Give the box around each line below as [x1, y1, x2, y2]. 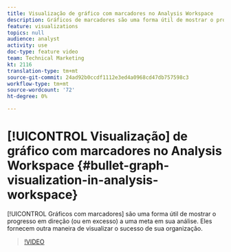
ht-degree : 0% [7, 93, 48, 100]
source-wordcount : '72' [7, 87, 76, 93]
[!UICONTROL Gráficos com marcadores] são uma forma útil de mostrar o [7, 209, 217, 218]
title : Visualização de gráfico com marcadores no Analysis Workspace [7, 10, 214, 17]
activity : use [7, 42, 48, 49]
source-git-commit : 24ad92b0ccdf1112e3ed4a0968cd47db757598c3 [7, 73, 189, 81]
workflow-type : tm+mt [7, 80, 69, 87]
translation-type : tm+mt [7, 67, 78, 74]
